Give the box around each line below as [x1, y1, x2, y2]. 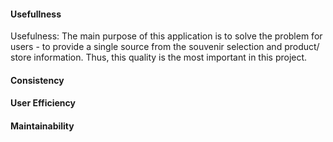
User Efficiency [10, 97, 76, 109]
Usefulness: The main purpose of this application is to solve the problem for [10, 30, 323, 42]
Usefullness [10, 8, 62, 20]
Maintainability [10, 120, 75, 132]
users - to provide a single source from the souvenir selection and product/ [10, 41, 320, 53]
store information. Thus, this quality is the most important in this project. [10, 51, 308, 64]
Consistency [10, 74, 65, 86]
